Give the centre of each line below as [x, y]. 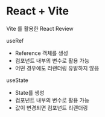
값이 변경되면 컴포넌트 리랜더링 [51, 107]
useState [17, 80]
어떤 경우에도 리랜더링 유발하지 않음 [57, 68]
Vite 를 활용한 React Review [40, 28]
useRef [15, 40]
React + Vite [38, 11]
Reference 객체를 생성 [41, 53]
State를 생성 [30, 92]
